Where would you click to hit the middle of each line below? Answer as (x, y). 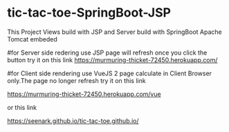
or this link (22, 107)
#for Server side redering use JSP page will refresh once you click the (107, 53)
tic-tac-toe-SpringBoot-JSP (89, 13)
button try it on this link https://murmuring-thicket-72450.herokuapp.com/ (112, 59)
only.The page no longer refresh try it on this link (77, 80)
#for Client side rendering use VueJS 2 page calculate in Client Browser (110, 73)
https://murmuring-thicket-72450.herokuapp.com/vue (84, 94)
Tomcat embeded (32, 39)
